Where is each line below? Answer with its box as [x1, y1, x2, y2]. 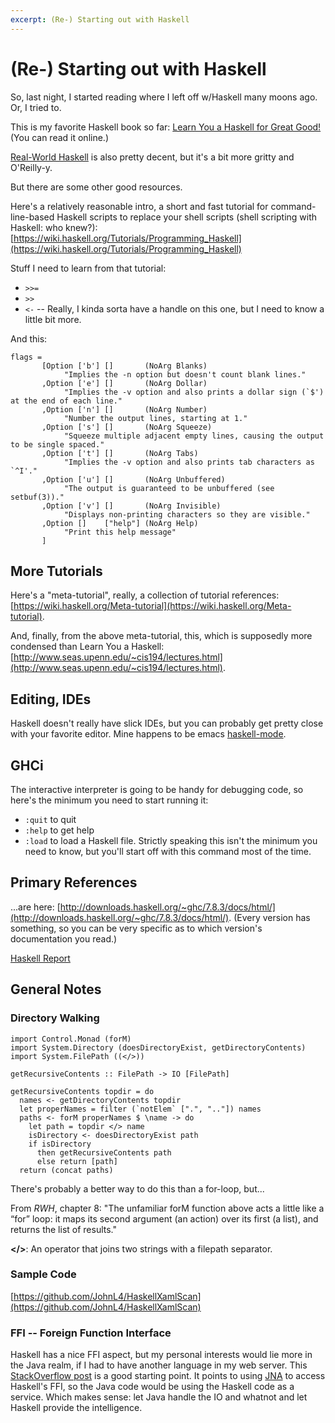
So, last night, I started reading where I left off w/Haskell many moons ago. [10, 91, 318, 103]
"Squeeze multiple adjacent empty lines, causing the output [63, 431, 325, 441]
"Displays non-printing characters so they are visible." [63, 509, 311, 520]
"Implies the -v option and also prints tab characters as [63, 457, 315, 467]
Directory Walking [10, 1011, 100, 1025]
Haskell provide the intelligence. [10, 1402, 143, 1414]
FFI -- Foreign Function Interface [10, 1326, 172, 1340]
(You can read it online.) [10, 131, 109, 143]
